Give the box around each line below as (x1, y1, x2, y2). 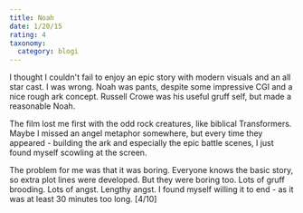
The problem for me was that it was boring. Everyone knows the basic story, (9, 165, 294, 176)
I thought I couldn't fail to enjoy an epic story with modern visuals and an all (9, 72, 291, 82)
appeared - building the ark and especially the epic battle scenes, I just (9, 138, 274, 149)
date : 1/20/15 (9, 22, 63, 31)
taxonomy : (9, 38, 47, 48)
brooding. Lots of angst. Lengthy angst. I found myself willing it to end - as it (9, 184, 294, 195)
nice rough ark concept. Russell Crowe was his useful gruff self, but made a (9, 92, 292, 102)
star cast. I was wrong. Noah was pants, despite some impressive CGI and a (9, 82, 293, 92)
